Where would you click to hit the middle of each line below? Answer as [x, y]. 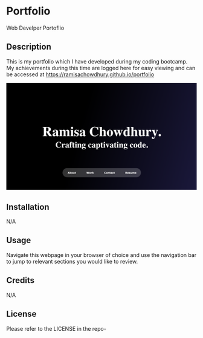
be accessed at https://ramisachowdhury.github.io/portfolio [80, 74]
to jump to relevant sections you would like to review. [72, 261]
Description [29, 47]
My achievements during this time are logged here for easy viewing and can [101, 68]
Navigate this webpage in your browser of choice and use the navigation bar [101, 255]
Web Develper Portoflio [35, 28]
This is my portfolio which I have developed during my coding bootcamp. [97, 61]
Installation [28, 207]
